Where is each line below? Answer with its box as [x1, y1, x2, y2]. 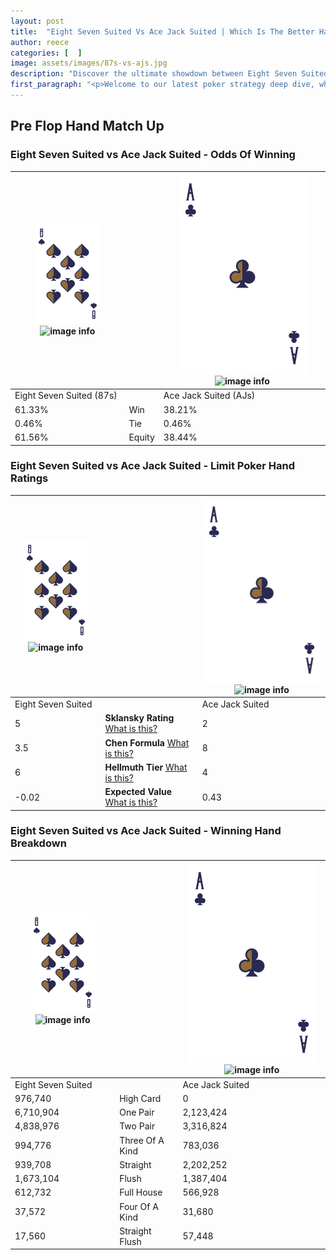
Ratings [10, 471, 49, 485]
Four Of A [119, 1200, 159, 1212]
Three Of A [119, 1134, 165, 1146]
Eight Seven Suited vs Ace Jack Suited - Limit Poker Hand [10, 459, 295, 473]
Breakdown [10, 836, 67, 850]
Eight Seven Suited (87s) [14, 390, 118, 402]
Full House [119, 1186, 163, 1199]
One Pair [119, 1106, 155, 1119]
